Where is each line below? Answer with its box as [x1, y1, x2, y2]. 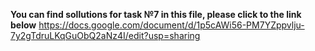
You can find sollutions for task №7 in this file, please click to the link [10, 9, 302, 20]
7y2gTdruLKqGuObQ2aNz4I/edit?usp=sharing [10, 30, 201, 41]
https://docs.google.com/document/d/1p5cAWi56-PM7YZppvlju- [38, 19, 305, 31]
